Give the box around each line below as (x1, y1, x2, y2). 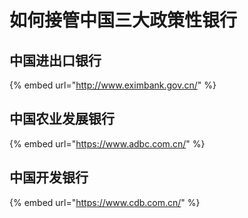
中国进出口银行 (9, 52, 102, 69)
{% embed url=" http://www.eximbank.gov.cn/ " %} (9, 79, 217, 91)
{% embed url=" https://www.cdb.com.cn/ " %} (9, 196, 201, 208)
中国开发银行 (9, 169, 89, 186)
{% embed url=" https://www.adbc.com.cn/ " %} (9, 137, 206, 150)
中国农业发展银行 (9, 111, 115, 128)
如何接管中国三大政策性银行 (9, 9, 238, 32)
